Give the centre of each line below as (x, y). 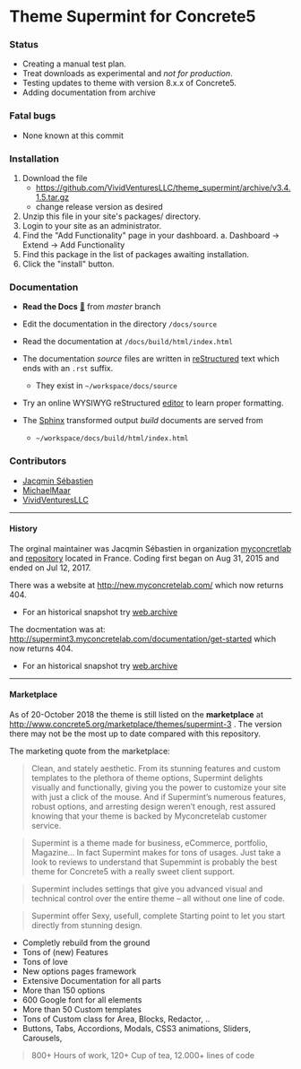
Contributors (38, 461)
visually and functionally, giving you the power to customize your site (159, 787)
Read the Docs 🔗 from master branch (91, 307)
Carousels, (42, 1039)
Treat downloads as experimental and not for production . (127, 74)
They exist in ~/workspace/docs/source (106, 386)
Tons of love (45, 962)
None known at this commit (73, 135)
